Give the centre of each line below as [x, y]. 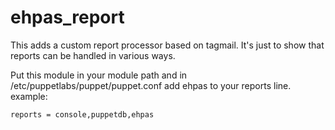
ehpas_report [67, 17]
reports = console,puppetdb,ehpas [82, 114]
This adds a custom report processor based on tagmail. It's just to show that [167, 45]
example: [29, 96]
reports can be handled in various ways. [93, 55]
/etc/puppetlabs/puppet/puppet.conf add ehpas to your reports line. [151, 85]
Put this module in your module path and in [99, 75]
